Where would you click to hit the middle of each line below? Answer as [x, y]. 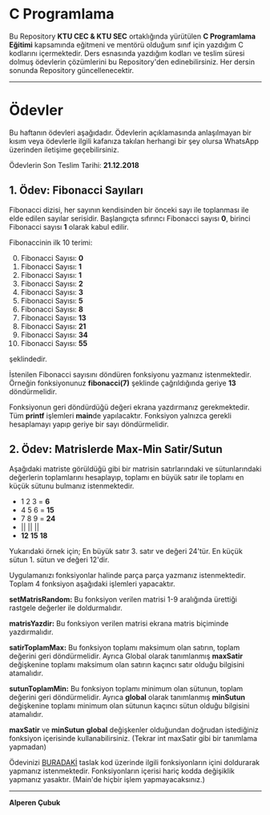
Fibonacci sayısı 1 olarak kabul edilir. [69, 226]
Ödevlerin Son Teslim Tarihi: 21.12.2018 [74, 165]
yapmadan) [28, 747]
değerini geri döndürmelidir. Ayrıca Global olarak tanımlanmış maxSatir [126, 656]
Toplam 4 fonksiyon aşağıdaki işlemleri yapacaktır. [92, 584]
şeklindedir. [28, 359]
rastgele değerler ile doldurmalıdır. [66, 608]
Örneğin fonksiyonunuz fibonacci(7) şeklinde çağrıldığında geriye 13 [123, 383]
